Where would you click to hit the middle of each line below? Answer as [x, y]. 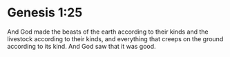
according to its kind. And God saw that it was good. [82, 46]
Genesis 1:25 [45, 13]
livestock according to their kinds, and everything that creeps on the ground [115, 38]
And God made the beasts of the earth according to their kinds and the [108, 32]
